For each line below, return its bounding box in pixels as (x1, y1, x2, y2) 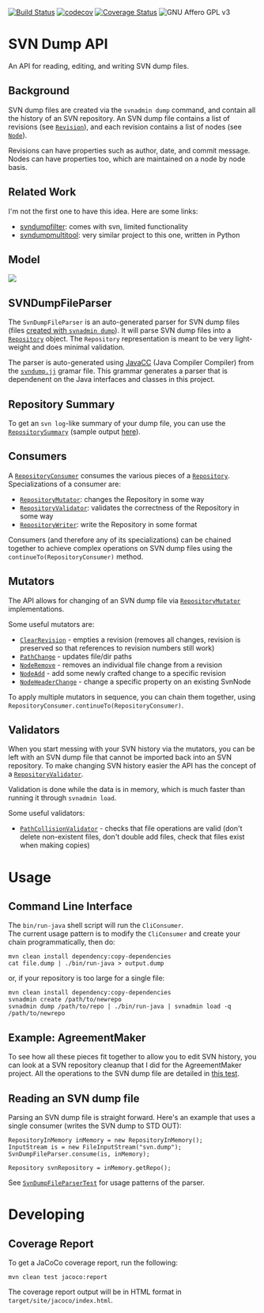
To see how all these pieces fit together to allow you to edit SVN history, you (8, 1052, 257, 1062)
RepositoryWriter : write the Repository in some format (19, 519, 198, 529)
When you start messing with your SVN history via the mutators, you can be (8, 744, 255, 754)
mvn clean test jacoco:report (8, 1273, 108, 1281)
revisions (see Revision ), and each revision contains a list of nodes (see (8, 122, 243, 131)
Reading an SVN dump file (8, 1092, 140, 1105)
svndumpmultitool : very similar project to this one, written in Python (19, 230, 240, 240)
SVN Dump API (8, 36, 108, 53)
